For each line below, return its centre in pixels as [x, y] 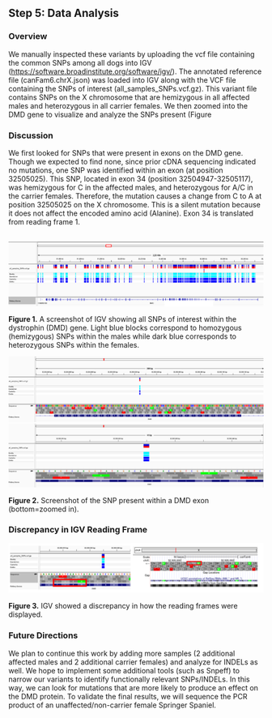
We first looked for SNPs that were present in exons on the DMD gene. [126, 152]
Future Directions [43, 635]
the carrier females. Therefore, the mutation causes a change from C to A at [135, 196]
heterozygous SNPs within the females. [74, 345]
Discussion [31, 135]
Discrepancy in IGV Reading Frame [78, 530]
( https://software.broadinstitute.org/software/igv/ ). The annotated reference [135, 71]
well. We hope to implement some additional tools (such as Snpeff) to [124, 670]
